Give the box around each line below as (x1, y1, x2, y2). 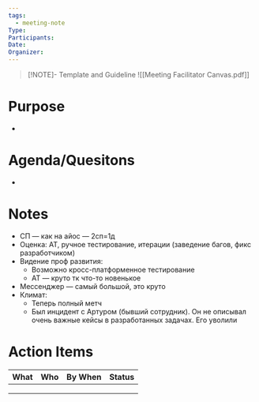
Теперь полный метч (31, 298, 103, 308)
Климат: (19, 290, 47, 299)
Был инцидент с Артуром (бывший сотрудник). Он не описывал (31, 306, 247, 316)
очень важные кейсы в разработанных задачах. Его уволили (31, 315, 238, 325)
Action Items (8, 343, 93, 360)
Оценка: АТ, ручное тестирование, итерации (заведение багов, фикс (19, 239, 251, 249)
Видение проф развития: (19, 256, 103, 265)
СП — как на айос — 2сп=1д (19, 231, 116, 241)
